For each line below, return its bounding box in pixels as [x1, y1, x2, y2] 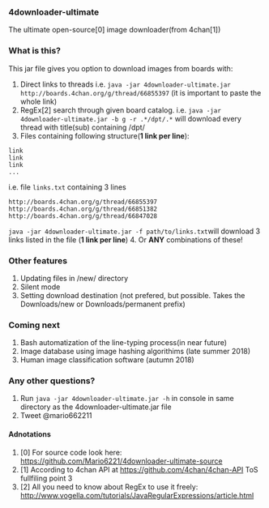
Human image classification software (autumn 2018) [19, 355, 194, 365]
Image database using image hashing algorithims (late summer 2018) [19, 347, 251, 356]
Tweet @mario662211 [19, 411, 92, 420]
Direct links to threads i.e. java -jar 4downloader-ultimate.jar [19, 79, 231, 89]
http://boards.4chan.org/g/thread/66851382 [8, 205, 158, 213]
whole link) [19, 96, 58, 106]
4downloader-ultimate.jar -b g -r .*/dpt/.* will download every [19, 113, 241, 123]
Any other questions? [8, 375, 96, 386]
